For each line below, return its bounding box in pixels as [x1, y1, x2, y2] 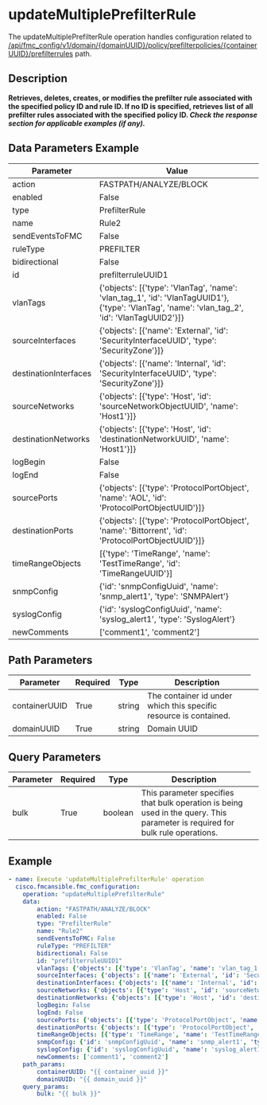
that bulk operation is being [141, 798, 244, 809]
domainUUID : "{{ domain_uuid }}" [37, 1075, 148, 1084]
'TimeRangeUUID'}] [99, 568, 173, 579]
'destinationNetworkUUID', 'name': [99, 433, 229, 444]
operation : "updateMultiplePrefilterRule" [22, 890, 165, 898]
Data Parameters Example [8, 142, 139, 155]
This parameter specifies [141, 787, 234, 798]
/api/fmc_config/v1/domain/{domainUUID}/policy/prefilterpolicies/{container [8, 40, 257, 49]
